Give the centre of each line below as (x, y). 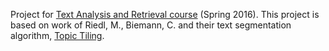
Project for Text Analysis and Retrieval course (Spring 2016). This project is (165, 14)
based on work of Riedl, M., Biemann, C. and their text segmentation (151, 25)
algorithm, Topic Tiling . (57, 35)
